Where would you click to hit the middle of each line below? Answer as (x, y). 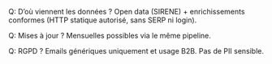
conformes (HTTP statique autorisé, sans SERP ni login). (103, 20)
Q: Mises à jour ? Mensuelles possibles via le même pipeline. (110, 36)
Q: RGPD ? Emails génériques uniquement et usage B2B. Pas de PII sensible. (136, 51)
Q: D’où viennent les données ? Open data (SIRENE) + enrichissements (127, 12)
